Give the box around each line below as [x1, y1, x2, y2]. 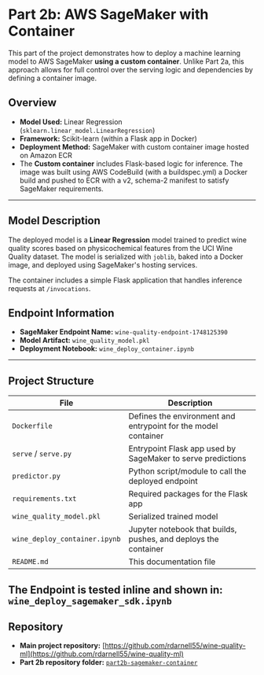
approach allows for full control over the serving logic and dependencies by [8, 65, 254, 74]
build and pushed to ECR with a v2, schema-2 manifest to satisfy [19, 175, 229, 185]
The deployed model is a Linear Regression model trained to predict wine [8, 234, 247, 245]
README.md [12, 557, 49, 566]
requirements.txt [12, 494, 77, 503]
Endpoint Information [8, 306, 115, 319]
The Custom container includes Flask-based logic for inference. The [19, 159, 244, 168]
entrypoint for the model [128, 421, 218, 432]
